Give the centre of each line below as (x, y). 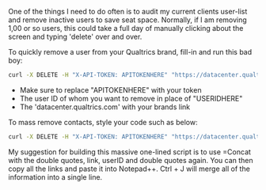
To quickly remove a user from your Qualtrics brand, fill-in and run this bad (130, 52)
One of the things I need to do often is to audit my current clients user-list (128, 11)
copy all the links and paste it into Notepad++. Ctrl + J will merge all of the (129, 169)
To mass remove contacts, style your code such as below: (103, 122)
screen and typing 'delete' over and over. (75, 36)
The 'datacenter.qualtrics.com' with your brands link (105, 107)
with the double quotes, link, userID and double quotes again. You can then (131, 160)
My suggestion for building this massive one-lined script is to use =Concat (130, 152)
